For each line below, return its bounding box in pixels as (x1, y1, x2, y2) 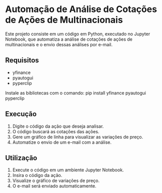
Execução (5, 110, 37, 119)
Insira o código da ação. (12, 172, 62, 178)
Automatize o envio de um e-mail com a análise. (12, 139, 111, 145)
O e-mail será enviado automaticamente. (12, 183, 96, 189)
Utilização (5, 153, 37, 162)
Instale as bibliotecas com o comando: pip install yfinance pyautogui (5, 89, 146, 96)
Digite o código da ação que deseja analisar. (12, 123, 104, 129)
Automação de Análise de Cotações (5, 4, 157, 15)
